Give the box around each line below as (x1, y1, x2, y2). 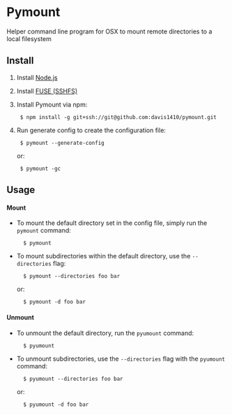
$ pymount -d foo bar (23, 299, 86, 306)
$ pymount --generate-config (20, 139, 105, 146)
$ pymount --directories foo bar (23, 273, 121, 280)
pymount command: (16, 226, 71, 235)
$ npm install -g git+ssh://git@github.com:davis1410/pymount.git (20, 113, 217, 120)
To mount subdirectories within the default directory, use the (16, 252, 191, 260)
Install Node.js (16, 73, 58, 81)
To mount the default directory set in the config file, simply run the (16, 219, 208, 227)
